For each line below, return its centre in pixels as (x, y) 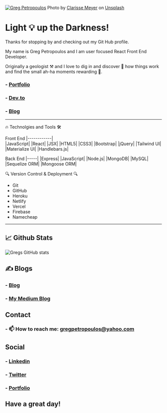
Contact (18, 315)
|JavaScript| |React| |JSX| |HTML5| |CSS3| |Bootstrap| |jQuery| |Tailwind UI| (83, 144)
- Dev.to (15, 98)
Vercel (19, 207)
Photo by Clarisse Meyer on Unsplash (85, 8)
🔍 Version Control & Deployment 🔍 (42, 174)
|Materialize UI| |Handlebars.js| (37, 149)
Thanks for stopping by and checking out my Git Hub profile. (67, 42)
